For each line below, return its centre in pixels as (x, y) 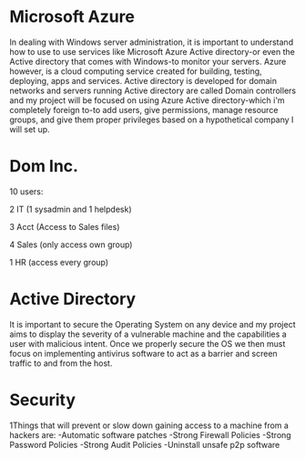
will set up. (30, 129)
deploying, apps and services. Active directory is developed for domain (143, 80)
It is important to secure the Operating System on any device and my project (152, 324)
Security (42, 400)
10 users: (26, 191)
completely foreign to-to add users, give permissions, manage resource (144, 110)
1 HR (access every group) (59, 262)
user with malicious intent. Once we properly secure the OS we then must (147, 343)
